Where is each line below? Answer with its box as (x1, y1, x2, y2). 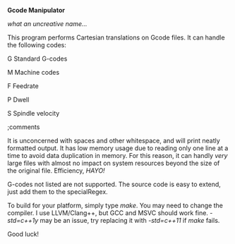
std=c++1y (7, 216, 39, 224)
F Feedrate (7, 82, 39, 90)
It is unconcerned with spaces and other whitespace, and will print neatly (7, 137, 220, 145)
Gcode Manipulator (7, 6, 66, 14)
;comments (7, 123, 40, 131)
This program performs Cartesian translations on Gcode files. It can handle (7, 33, 225, 42)
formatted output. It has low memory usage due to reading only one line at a (7, 144, 229, 152)
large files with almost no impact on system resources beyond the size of (7, 159, 220, 167)
